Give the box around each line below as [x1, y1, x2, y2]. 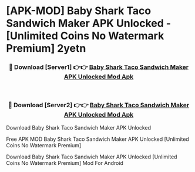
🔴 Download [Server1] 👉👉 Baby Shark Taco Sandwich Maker [8, 63, 189, 71]
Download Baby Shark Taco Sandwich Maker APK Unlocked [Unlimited [6, 153, 177, 160]
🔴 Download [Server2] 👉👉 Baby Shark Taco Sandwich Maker [8, 101, 190, 110]
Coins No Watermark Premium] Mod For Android [6, 159, 123, 166]
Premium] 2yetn [6, 42, 86, 55]
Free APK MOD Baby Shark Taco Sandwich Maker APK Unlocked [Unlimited [6, 135, 189, 143]
